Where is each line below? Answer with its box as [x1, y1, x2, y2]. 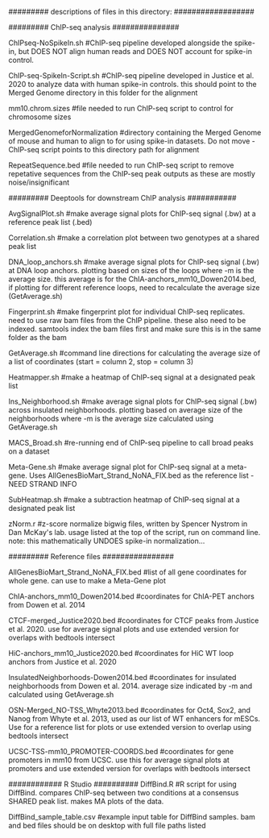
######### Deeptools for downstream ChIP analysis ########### [8, 193, 237, 202]
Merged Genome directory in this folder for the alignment [8, 88, 198, 97]
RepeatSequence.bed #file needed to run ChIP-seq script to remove [8, 160, 234, 170]
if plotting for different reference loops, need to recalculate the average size [8, 283, 260, 292]
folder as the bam [8, 333, 67, 342]
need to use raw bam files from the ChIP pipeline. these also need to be [8, 316, 246, 325]
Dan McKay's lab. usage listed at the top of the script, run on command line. [8, 528, 261, 537]
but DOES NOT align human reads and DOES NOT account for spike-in [18, 47, 252, 56]
